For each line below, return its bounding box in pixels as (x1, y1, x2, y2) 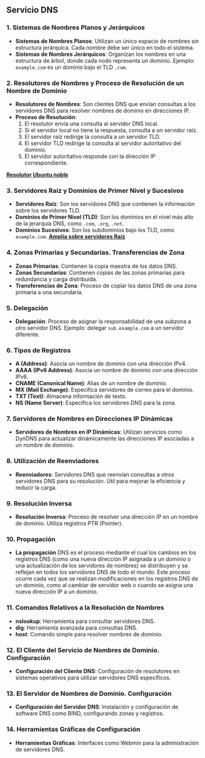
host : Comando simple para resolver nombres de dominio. (15, 630, 163, 638)
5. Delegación (6, 303, 48, 312)
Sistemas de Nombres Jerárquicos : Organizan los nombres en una (15, 50, 186, 58)
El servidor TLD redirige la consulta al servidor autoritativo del (24, 139, 181, 147)
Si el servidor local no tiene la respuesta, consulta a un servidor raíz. (24, 126, 198, 134)
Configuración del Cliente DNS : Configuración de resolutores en (15, 667, 180, 674)
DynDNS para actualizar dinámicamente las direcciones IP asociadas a (15, 435, 195, 442)
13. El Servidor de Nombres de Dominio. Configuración (6, 689, 172, 698)
